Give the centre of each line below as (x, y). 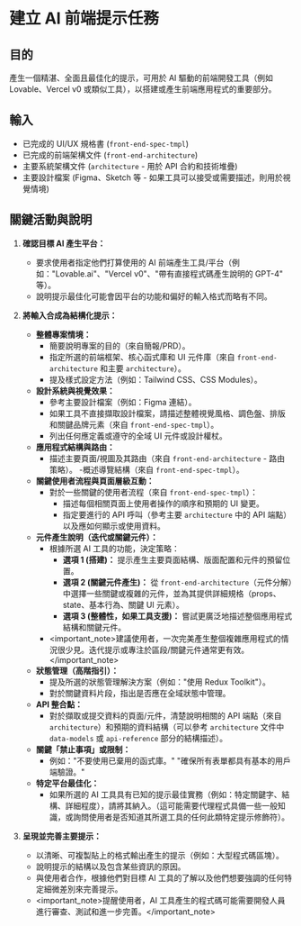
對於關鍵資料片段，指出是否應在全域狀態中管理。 (140, 693)
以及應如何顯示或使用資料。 (114, 526)
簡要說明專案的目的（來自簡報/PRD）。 (120, 345)
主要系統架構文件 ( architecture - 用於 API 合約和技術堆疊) (130, 166)
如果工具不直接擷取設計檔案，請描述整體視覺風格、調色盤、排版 (167, 413)
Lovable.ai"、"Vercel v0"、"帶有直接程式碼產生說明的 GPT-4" (169, 273)
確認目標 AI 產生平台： (64, 243)
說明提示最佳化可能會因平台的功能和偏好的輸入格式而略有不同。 (154, 296)
